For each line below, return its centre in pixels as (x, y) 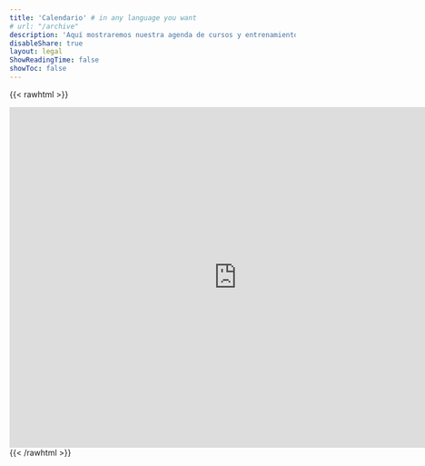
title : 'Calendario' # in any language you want (103, 18)
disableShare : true (46, 43)
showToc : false (38, 69)
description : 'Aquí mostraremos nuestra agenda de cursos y (126, 35)
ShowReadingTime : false (54, 60)
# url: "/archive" (44, 26)
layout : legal (36, 52)
